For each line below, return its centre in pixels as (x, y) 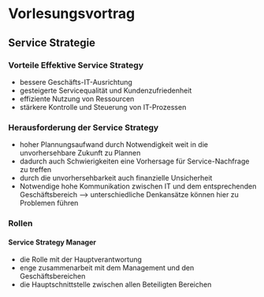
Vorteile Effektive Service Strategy (76, 65)
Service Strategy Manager (52, 242)
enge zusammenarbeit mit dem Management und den (107, 268)
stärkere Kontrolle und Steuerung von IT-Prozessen (103, 107)
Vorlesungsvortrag (72, 14)
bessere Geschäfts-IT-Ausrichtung (76, 82)
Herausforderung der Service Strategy (84, 127)
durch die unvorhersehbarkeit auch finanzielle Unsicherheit (116, 178)
